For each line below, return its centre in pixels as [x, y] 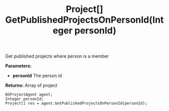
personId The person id [37, 76]
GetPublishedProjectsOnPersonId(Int [84, 20]
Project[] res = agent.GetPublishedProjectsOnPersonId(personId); [76, 103]
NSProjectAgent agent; [29, 95]
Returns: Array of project [31, 85]
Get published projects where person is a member [57, 56]
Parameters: [18, 66]
